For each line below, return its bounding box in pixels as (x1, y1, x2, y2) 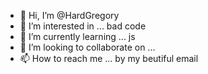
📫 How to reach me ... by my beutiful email (19, 53, 199, 64)
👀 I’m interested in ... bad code (19, 20, 147, 32)
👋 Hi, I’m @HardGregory (19, 10, 120, 21)
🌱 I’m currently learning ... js (19, 31, 136, 42)
